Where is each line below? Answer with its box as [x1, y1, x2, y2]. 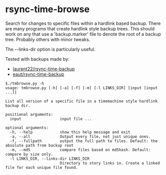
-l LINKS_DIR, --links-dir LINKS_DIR [10, 156, 90, 161]
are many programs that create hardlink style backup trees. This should [5, 25, 155, 31]
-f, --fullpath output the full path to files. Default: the [10, 138, 158, 144]
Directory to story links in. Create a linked [59, 160, 160, 165]
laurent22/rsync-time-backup [12, 66, 75, 72]
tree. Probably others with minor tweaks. [5, 36, 90, 42]
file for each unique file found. [5, 165, 79, 170]
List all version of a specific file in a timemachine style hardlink [5, 99, 158, 104]
